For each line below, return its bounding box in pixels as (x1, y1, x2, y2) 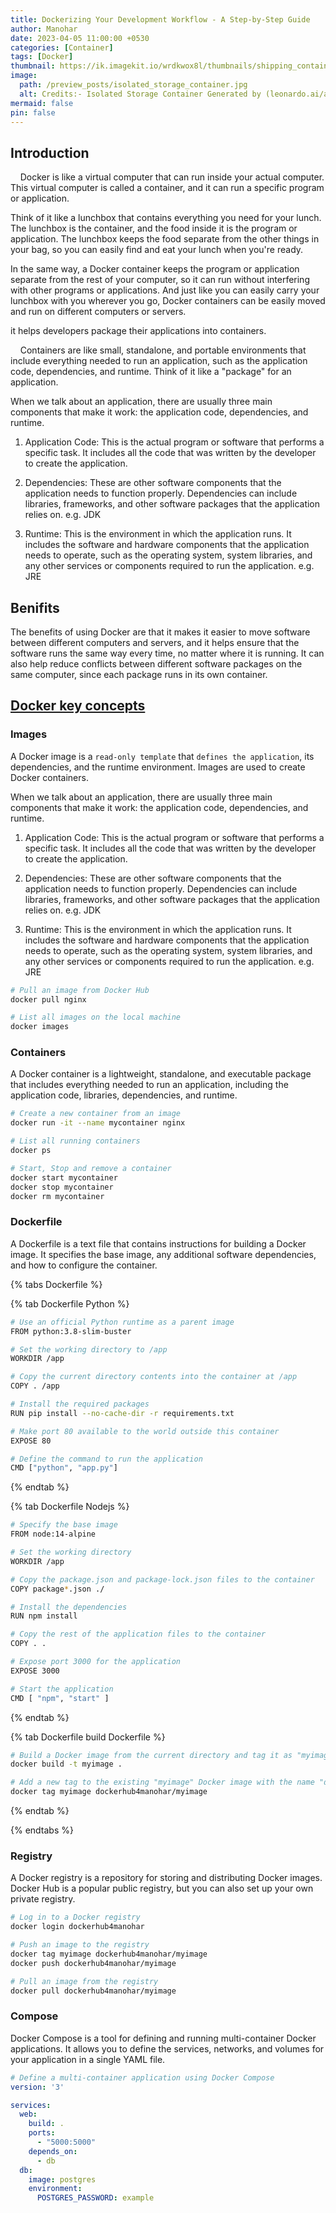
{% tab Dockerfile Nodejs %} (10, 1501, 130, 1513)
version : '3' (10, 2082, 65, 2092)
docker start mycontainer (10, 1172, 118, 1183)
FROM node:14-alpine (10, 1529, 97, 1540)
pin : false (10, 107, 56, 118)
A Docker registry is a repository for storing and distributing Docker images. (10, 1872, 323, 1884)
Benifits (10, 599, 60, 616)
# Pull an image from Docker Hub (10, 985, 150, 995)
